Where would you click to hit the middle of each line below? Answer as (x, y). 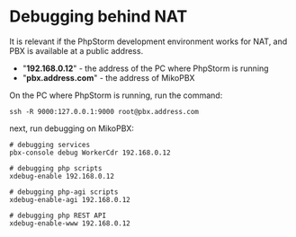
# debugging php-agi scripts (64, 192)
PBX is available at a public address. (76, 50)
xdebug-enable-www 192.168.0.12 (70, 223)
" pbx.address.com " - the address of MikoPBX (108, 77)
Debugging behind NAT (99, 17)
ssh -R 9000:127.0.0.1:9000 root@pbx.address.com (104, 111)
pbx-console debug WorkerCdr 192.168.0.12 (90, 153)
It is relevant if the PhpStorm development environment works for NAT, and (148, 41)
